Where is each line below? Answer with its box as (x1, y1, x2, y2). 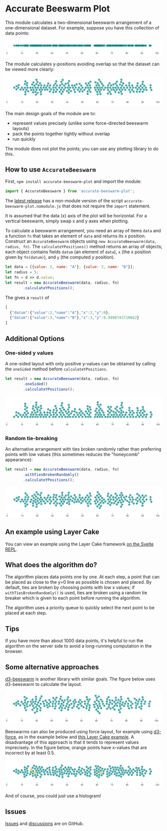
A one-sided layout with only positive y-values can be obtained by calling (5, 360, 156, 366)
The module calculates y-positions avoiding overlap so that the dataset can (5, 61, 160, 67)
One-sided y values (5, 349, 54, 356)
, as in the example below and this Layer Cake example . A (15, 734, 135, 740)
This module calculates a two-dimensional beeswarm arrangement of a (5, 19, 152, 25)
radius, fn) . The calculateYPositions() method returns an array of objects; (5, 244, 163, 250)
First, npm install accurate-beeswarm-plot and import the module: (5, 178, 142, 184)
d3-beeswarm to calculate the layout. (5, 681, 82, 687)
